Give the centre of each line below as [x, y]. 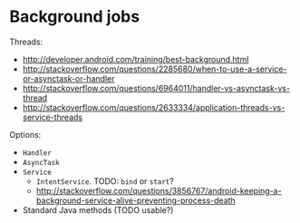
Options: [25, 134]
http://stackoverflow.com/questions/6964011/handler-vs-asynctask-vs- [156, 88]
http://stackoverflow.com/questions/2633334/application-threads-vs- [154, 107]
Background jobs [75, 17]
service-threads [53, 117]
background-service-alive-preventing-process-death [135, 200]
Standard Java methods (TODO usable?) [98, 209]
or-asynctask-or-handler [68, 78]
